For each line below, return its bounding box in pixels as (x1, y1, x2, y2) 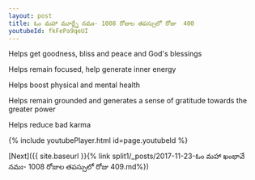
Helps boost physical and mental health (8, 80, 140, 90)
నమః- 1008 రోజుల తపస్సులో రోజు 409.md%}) (8, 162, 150, 172)
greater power (8, 104, 56, 114)
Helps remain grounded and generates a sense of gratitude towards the (8, 96, 248, 106)
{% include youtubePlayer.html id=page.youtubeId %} (8, 136, 189, 145)
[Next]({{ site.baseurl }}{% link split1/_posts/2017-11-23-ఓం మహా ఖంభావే (8, 151, 245, 161)
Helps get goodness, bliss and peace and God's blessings (8, 49, 202, 59)
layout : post (8, 11, 53, 20)
